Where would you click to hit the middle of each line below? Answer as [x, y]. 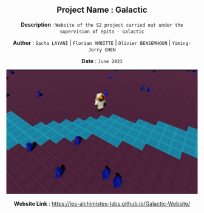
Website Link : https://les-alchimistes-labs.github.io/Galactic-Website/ [102, 204]
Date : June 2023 [102, 61]
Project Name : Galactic [102, 10]
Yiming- [182, 43]
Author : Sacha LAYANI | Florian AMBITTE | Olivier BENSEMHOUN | [92, 42]
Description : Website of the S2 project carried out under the [102, 24]
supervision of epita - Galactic [102, 32]
